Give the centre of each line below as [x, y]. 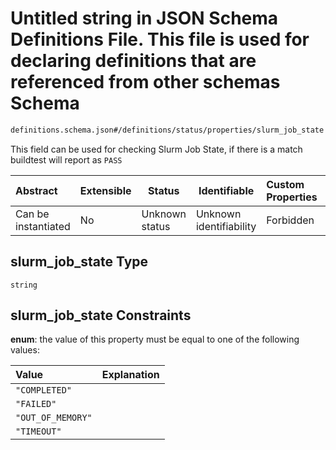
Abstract [36, 190]
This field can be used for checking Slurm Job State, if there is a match [156, 149]
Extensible [105, 190]
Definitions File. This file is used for [160, 39]
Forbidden [290, 220]
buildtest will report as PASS [66, 159]
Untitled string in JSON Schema [144, 18]
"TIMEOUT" [38, 431]
